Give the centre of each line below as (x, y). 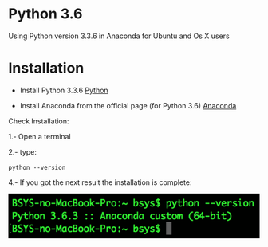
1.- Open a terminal (39, 136)
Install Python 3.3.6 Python (64, 90)
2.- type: (23, 151)
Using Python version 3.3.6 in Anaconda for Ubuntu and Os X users (119, 36)
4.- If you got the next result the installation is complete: (100, 182)
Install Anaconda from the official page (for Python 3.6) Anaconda (128, 105)
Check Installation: (39, 121)
